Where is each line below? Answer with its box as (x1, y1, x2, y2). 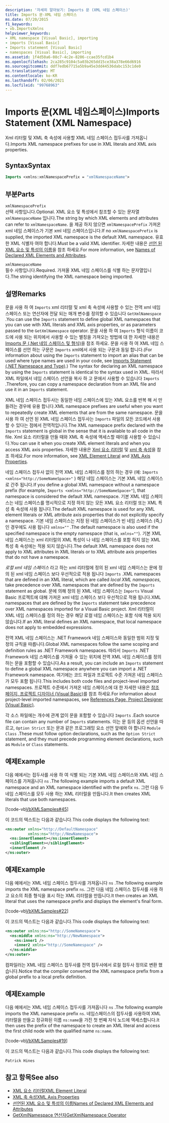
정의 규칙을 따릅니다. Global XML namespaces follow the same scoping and (5, 641, 159, 647)
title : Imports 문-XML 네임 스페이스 (5, 12, 77, 17)
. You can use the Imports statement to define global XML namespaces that (5, 316, 160, 322)
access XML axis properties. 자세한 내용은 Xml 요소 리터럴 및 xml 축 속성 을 (5, 446, 156, 452)
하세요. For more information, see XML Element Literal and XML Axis (10, 452, 150, 459)
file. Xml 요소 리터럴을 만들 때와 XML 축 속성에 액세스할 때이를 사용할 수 (5, 434, 147, 440)
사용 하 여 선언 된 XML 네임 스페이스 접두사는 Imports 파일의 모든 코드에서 (5, 415, 151, 422)
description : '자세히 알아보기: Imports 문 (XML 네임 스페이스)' (5, 7, 131, 13)
